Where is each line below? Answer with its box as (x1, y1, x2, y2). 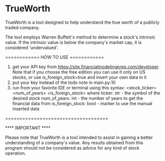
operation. (5, 150, 26, 156)
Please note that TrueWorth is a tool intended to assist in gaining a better (5, 134, 153, 140)
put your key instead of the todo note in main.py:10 (12, 80, 116, 85)
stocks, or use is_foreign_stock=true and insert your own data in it (12, 74, 147, 80)
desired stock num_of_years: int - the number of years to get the (12, 95, 143, 101)
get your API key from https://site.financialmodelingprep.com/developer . (12, 64, 160, 70)
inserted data (12, 106, 40, 112)
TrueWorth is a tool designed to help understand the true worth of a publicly (5, 19, 160, 25)
